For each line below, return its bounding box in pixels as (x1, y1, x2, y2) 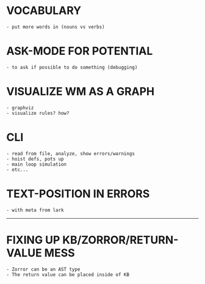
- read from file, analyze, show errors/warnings (6, 150, 135, 156)
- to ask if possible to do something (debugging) (6, 64, 138, 70)
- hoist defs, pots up (6, 156, 64, 162)
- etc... (6, 166, 29, 173)
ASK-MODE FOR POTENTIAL (6, 44, 153, 58)
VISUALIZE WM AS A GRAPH (6, 85, 154, 98)
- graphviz (6, 104, 34, 111)
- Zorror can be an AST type (6, 266, 81, 272)
